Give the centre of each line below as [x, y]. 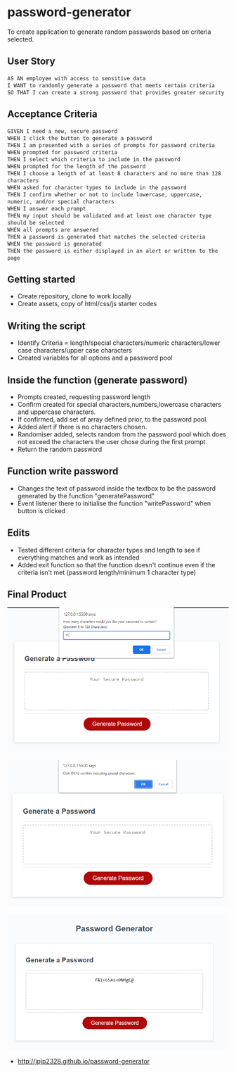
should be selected [36, 222]
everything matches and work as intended [78, 557]
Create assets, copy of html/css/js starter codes [87, 304]
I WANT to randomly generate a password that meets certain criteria [111, 85]
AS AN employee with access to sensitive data [77, 78]
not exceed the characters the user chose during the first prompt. [112, 442]
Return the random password [60, 449]
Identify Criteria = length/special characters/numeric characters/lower [119, 343]
